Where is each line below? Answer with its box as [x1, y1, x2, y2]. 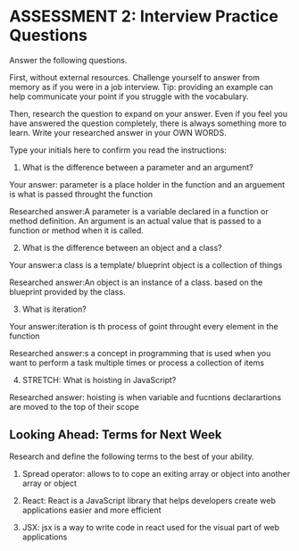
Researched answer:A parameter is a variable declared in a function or [9, 205, 270, 216]
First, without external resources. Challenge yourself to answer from [9, 71, 261, 82]
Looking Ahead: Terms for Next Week [9, 427, 222, 443]
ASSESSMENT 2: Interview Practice [9, 6, 278, 27]
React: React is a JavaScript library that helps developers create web [21, 495, 277, 505]
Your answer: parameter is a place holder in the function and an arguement [9, 179, 286, 189]
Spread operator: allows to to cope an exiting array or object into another [21, 468, 291, 479]
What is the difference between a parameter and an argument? [21, 162, 253, 172]
